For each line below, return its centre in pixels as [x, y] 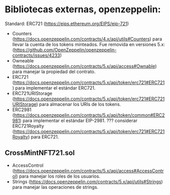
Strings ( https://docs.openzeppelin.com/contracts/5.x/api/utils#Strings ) [87, 181]
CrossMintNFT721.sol [40, 153]
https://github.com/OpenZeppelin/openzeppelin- [65, 50]
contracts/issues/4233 [36, 55]
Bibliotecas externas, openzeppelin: [83, 9]
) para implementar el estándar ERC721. [54, 88]
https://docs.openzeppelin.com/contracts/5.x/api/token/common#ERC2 [90, 115]
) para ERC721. [43, 137]
